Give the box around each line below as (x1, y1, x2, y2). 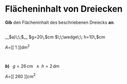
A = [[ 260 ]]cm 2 (5, 72, 36, 79)
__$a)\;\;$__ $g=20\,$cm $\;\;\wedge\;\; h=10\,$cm (5, 34, 106, 40)
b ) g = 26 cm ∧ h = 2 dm (5, 63, 60, 69)
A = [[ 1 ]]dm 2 (5, 43, 30, 50)
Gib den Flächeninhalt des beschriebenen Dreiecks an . (5, 19, 115, 25)
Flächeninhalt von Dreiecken (5, 3, 123, 15)
